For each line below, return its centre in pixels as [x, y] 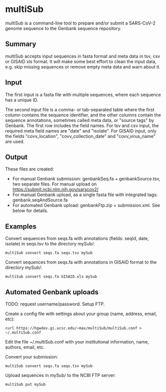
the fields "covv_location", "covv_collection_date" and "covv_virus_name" [80, 136]
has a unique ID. [22, 100]
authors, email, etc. [25, 347]
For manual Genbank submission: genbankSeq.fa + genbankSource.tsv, [86, 179]
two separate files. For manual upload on [54, 184]
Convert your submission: [32, 357]
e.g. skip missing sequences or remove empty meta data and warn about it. [83, 66]
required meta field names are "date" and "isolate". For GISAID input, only [81, 130]
